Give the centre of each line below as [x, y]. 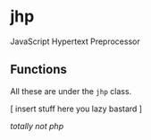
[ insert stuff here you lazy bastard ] [76, 109]
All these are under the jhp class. [71, 91]
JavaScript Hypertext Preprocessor [75, 41]
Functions [39, 70]
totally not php [37, 126]
